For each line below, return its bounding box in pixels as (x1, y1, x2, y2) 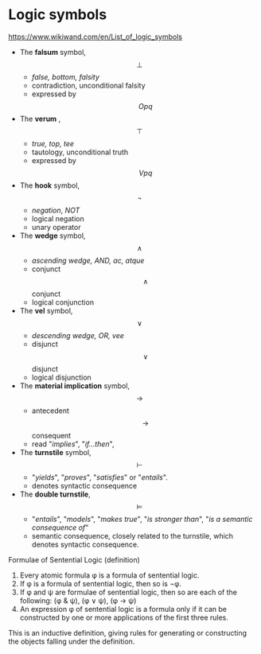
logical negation (31, 213, 85, 224)
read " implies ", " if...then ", (31, 439, 115, 449)
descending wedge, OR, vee (31, 330, 125, 340)
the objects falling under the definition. (8, 636, 135, 646)
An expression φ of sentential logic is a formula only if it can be (19, 604, 227, 613)
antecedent (31, 406, 70, 415)
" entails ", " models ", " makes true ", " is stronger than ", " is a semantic (31, 514, 253, 524)
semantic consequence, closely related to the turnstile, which (31, 531, 233, 540)
